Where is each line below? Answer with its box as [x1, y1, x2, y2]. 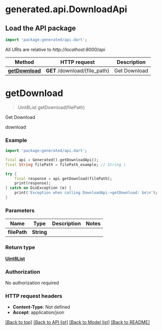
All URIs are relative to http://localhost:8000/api [5, 46, 106, 52]
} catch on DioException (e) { [5, 186, 72, 191]
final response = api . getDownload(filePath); [14, 176, 113, 181]
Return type [5, 244, 36, 251]
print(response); [14, 181, 51, 186]
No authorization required [5, 280, 59, 286]
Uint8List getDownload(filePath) [17, 104, 85, 110]
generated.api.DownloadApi [5, 4, 127, 15]
